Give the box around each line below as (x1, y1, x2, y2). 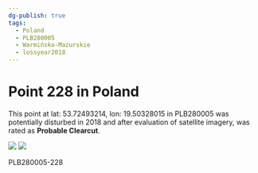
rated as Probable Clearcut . (8, 125, 101, 135)
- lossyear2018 (15, 48, 66, 56)
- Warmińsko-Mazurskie (15, 41, 91, 49)
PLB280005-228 (8, 157, 64, 167)
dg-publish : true (8, 11, 66, 20)
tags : (8, 19, 26, 27)
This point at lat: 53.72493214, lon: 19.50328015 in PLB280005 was (8, 109, 229, 118)
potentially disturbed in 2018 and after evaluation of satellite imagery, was (8, 117, 250, 127)
